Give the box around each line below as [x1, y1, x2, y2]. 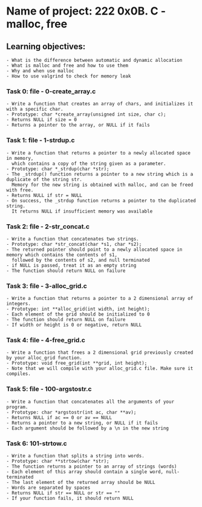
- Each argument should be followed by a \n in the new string [6, 425, 169, 431]
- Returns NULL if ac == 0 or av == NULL [6, 414, 112, 420]
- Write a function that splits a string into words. [6, 453, 145, 459]
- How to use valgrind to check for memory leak [6, 73, 131, 79]
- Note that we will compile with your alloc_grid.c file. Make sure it [6, 365, 194, 372]
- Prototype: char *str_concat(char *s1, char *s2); [6, 241, 142, 247]
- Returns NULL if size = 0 [6, 117, 77, 123]
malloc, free [6, 17, 68, 31]
